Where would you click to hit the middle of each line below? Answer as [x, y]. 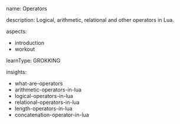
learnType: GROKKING [33, 61]
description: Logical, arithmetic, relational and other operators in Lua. [90, 20]
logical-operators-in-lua [44, 96]
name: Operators [27, 9]
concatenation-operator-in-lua [52, 115]
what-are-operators [39, 83]
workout [25, 49]
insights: [17, 72]
